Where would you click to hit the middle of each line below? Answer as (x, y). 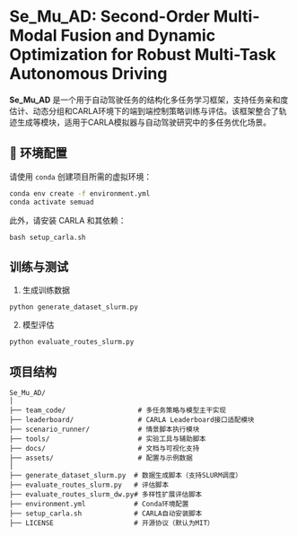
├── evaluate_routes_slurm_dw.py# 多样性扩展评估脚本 (106, 495)
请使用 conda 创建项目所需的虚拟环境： (81, 176)
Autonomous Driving (88, 74)
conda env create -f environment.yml (80, 193)
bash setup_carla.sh (48, 237)
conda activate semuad (52, 202)
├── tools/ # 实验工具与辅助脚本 (108, 439)
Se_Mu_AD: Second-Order (110, 17)
